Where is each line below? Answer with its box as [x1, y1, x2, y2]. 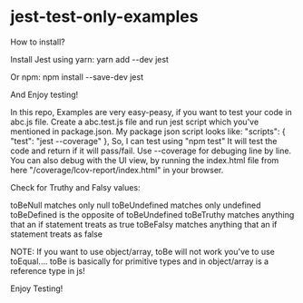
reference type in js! [10, 265, 85, 276]
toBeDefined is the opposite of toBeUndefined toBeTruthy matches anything [10, 209, 295, 220]
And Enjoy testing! [10, 89, 79, 100]
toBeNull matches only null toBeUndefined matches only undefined [10, 200, 261, 210]
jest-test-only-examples [10, 6, 199, 27]
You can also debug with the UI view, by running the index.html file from [10, 154, 279, 165]
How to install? [10, 36, 66, 47]
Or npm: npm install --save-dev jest [10, 71, 144, 83]
